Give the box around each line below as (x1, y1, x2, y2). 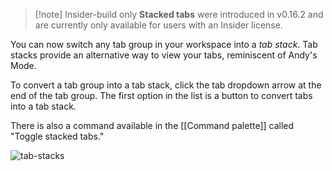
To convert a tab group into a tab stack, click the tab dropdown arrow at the (10, 79, 322, 91)
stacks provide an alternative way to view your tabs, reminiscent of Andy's (10, 49, 318, 61)
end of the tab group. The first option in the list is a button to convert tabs (10, 90, 313, 101)
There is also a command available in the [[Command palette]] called (10, 120, 295, 131)
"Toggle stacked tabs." (10, 130, 105, 142)
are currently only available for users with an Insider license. (34, 19, 283, 31)
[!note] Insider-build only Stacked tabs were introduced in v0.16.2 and (34, 9, 324, 20)
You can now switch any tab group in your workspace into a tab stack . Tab (10, 39, 318, 50)
